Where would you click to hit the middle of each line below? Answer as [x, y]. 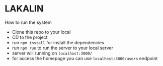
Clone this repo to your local [41, 32]
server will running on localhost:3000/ [52, 53]
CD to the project [30, 37]
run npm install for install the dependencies [58, 42]
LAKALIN [24, 9]
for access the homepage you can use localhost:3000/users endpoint [85, 58]
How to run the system [28, 22]
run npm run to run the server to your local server [63, 48]
